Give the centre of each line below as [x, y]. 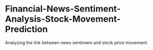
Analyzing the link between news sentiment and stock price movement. [77, 42]
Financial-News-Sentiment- [63, 9]
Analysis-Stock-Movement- [63, 19]
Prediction [26, 29]
